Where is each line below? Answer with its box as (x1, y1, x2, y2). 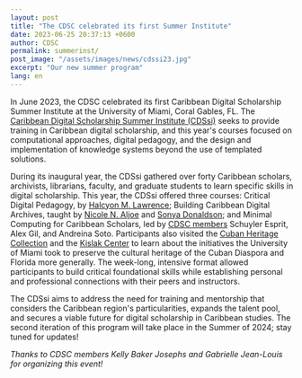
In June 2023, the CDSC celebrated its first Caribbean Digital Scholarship (10, 96, 282, 107)
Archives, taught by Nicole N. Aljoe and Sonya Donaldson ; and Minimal (10, 208, 272, 220)
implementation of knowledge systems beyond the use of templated (10, 144, 262, 154)
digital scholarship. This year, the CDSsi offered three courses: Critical (10, 189, 271, 200)
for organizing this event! (10, 358, 103, 369)
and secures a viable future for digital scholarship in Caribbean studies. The (10, 312, 291, 323)
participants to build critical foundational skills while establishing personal (10, 266, 283, 277)
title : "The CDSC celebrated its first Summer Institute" (10, 22, 232, 31)
